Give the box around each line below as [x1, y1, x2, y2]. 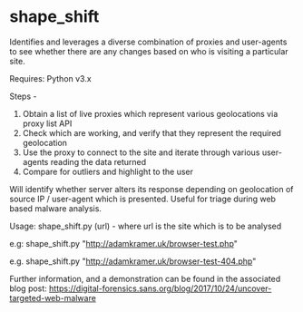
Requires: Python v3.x [9, 73, 93, 83]
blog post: [9, 283, 47, 294]
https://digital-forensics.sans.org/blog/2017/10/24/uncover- [48, 283, 272, 294]
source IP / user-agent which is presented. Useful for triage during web [9, 193, 277, 204]
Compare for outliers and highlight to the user [22, 166, 193, 177]
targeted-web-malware [9, 292, 97, 303]
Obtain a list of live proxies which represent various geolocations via [22, 108, 279, 119]
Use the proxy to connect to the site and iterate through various [22, 147, 260, 158]
